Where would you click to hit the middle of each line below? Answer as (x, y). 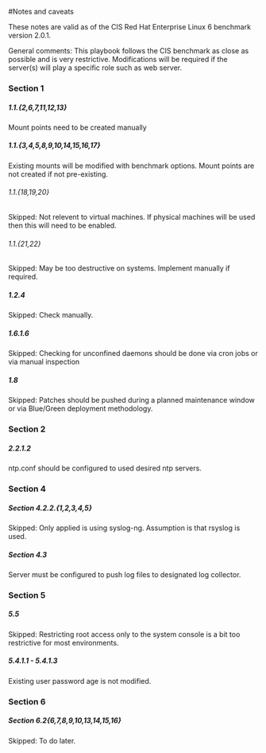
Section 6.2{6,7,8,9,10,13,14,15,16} (65, 720)
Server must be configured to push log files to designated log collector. (125, 574)
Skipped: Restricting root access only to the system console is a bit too (124, 634)
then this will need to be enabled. (62, 225)
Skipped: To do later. (42, 740)
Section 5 (27, 595)
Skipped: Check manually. (51, 315)
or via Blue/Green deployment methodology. (81, 408)
